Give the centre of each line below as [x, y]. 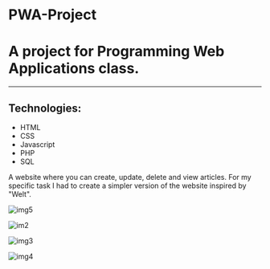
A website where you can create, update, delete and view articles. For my [130, 177]
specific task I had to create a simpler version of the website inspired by [127, 185]
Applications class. [74, 69]
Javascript [37, 144]
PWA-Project [53, 15]
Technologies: [45, 108]
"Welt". [20, 194]
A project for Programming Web [117, 52]
